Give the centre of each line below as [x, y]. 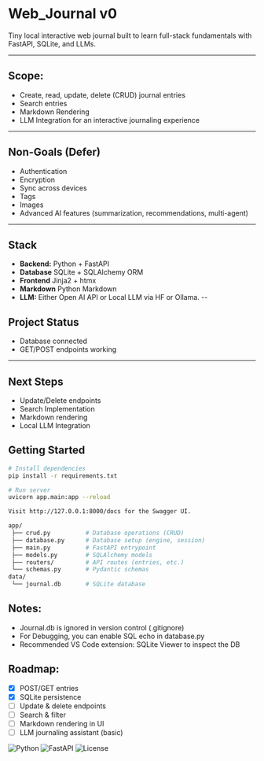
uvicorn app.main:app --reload [59, 497]
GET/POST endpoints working [68, 349]
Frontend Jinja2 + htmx [58, 281]
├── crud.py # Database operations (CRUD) [98, 533]
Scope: [26, 76]
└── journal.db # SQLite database [79, 584]
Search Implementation [57, 409]
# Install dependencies [47, 468]
